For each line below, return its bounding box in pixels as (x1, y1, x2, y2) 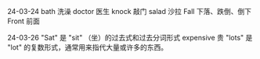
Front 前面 (7, 16, 41, 26)
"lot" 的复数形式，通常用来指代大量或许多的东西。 (7, 43, 168, 52)
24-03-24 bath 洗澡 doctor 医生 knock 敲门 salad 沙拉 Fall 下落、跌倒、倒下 (7, 7, 252, 16)
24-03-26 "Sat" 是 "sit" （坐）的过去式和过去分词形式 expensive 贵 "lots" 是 (7, 33, 253, 42)
